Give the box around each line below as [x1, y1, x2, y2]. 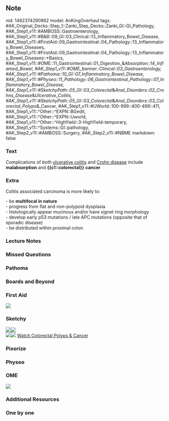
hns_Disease [6, 92, 32, 98]
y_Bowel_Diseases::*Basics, [6, 55, 64, 61]
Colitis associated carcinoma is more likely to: [6, 188, 101, 194]
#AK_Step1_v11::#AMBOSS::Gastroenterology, [6, 28, 100, 34]
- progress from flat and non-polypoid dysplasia [6, 203, 106, 209]
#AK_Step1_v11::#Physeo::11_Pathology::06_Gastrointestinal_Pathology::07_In [6, 76, 164, 82]
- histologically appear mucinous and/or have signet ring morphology [6, 209, 149, 215]
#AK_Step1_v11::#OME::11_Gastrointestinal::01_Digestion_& [6, 60, 125, 66]
